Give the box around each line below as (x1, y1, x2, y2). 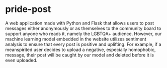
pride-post (5, 3, 51, 15)
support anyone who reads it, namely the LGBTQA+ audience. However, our (5, 30, 162, 36)
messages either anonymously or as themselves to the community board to (5, 25, 161, 31)
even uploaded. (5, 57, 38, 63)
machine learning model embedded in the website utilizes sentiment (5, 36, 147, 42)
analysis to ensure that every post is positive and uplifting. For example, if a (5, 41, 161, 47)
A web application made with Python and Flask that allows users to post (5, 20, 154, 26)
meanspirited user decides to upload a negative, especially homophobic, (5, 46, 156, 52)
